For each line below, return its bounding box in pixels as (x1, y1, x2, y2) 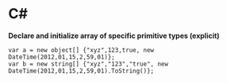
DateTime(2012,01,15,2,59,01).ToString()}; (8, 66, 155, 75)
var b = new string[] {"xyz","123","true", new (8, 60, 169, 68)
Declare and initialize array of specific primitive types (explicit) (8, 31, 220, 40)
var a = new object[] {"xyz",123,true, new (8, 46, 155, 54)
